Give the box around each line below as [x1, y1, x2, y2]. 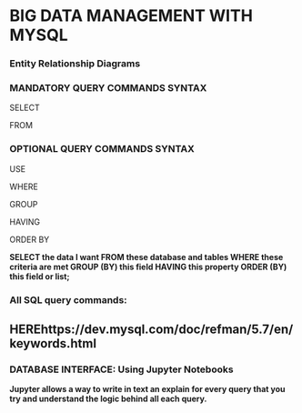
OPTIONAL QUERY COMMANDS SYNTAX [9, 143, 196, 156]
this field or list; [9, 270, 70, 282]
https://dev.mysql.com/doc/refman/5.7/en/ [40, 322, 294, 337]
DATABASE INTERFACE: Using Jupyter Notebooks [9, 363, 234, 376]
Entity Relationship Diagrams [9, 57, 141, 70]
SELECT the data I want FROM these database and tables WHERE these [9, 251, 284, 262]
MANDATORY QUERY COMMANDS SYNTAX [9, 82, 207, 95]
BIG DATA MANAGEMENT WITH [9, 5, 253, 26]
